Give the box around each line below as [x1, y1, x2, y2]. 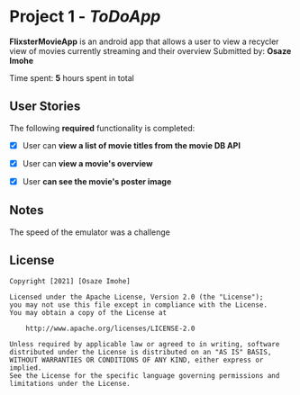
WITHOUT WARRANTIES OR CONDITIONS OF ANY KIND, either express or [9, 355, 264, 364]
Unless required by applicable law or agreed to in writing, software [9, 339, 280, 348]
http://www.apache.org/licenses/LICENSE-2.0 [25, 324, 195, 333]
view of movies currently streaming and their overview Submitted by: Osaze [9, 45, 292, 56]
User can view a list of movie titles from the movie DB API [22, 139, 241, 150]
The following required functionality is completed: [9, 122, 195, 133]
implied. [9, 363, 42, 373]
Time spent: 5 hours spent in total [9, 72, 135, 83]
